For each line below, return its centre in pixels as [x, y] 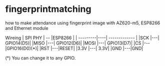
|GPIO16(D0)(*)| [22, 48]
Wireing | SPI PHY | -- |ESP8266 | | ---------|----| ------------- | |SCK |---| [82, 38]
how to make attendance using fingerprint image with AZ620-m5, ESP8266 [83, 23]
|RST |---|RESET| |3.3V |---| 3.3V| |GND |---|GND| [91, 48]
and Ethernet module [27, 28]
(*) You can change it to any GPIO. [40, 58]
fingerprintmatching [48, 9]
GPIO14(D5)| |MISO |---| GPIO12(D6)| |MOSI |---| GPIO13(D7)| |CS [73, 43]
